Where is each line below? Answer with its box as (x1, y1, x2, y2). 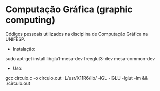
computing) (5, 14, 56, 26)
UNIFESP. (5, 36, 25, 42)
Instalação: (12, 46, 36, 52)
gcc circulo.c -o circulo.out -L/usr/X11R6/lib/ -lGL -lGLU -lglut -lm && (5, 75, 148, 81)
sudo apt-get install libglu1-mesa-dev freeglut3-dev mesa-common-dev (5, 55, 155, 61)
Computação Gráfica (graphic (5, 4, 133, 15)
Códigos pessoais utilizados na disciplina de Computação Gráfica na (5, 31, 148, 37)
